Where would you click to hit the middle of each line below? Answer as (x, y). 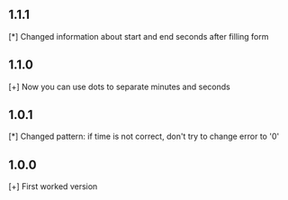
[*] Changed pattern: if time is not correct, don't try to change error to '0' (144, 136)
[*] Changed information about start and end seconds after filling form (139, 36)
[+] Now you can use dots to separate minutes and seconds (119, 86)
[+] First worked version (53, 186)
